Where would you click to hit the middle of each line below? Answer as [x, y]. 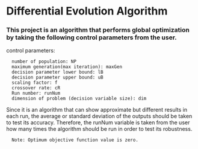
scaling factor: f [35, 83]
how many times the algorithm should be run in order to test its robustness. [99, 129]
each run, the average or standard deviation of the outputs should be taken [99, 116]
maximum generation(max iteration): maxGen [67, 67]
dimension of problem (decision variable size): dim [79, 99]
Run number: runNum [36, 94]
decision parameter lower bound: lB [57, 72]
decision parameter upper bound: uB [57, 78]
